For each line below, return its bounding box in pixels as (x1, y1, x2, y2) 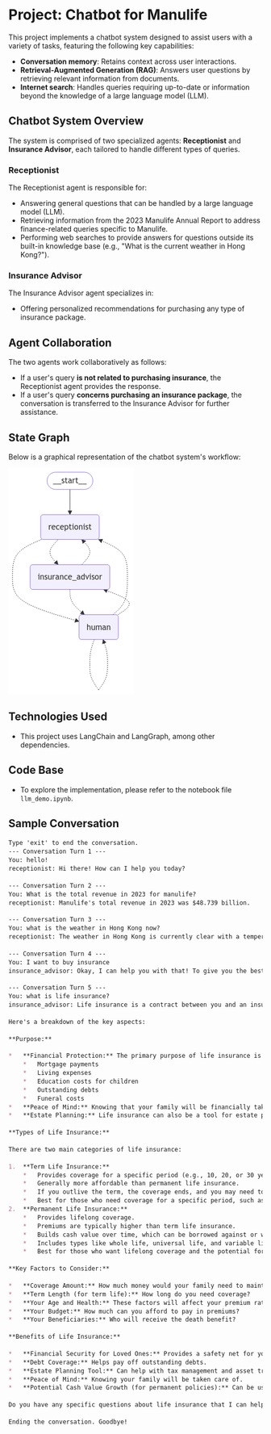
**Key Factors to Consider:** (8, 1265, 110, 1273)
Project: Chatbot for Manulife (8, 6, 208, 24)
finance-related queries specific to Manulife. (19, 224, 168, 234)
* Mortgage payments (23, 1060, 99, 1068)
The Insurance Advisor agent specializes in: (8, 288, 154, 298)
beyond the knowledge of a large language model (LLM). (19, 90, 210, 100)
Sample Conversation (8, 817, 119, 830)
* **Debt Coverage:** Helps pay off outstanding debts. (8, 1358, 207, 1366)
